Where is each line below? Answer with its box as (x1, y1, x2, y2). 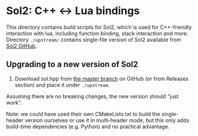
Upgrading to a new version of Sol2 (6, 59, 138, 69)
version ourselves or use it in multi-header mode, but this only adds (24, 117, 190, 124)
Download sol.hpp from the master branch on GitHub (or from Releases (14, 75, 189, 82)
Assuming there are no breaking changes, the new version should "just (6, 92, 179, 99)
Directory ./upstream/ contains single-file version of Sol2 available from (6, 36, 181, 43)
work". (6, 99, 22, 106)
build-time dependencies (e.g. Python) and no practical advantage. (6, 122, 170, 130)
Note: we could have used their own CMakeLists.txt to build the (6, 110, 161, 117)
